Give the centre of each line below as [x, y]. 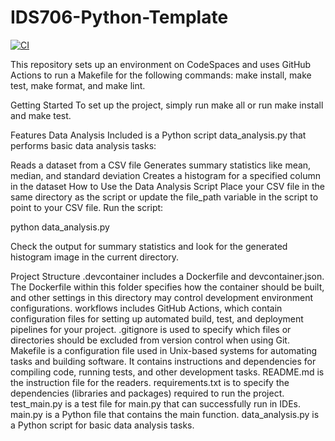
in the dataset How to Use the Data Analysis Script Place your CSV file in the [167, 186]
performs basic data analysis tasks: [83, 145]
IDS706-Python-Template [119, 17]
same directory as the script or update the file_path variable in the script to [164, 197]
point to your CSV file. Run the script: [87, 207]
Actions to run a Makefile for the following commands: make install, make [161, 75]
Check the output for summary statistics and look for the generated [149, 246]
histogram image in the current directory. [95, 257]
